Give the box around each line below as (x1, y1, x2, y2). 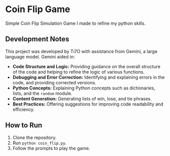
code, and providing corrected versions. (12, 79, 97, 85)
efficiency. (12, 106, 34, 112)
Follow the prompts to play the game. (12, 145, 90, 151)
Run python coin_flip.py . (12, 140, 67, 146)
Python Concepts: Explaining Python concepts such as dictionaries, (12, 85, 155, 91)
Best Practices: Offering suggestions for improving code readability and (12, 101, 163, 107)
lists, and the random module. (12, 90, 72, 96)
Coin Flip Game (5, 4, 70, 15)
